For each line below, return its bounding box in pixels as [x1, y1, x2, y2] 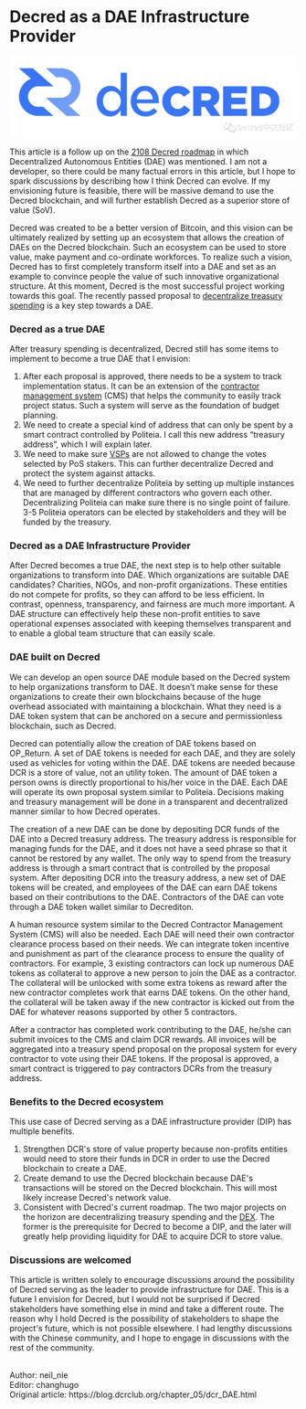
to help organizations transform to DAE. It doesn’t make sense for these [9, 681, 279, 692]
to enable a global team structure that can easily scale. [9, 628, 216, 639]
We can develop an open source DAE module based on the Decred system [9, 672, 290, 683]
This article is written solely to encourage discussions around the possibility [9, 1275, 295, 1286]
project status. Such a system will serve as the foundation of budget [22, 400, 280, 410]
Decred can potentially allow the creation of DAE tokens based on [9, 737, 257, 748]
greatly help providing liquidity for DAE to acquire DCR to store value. [22, 1231, 283, 1242]
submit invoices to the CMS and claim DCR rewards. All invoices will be [9, 1033, 277, 1044]
